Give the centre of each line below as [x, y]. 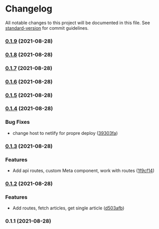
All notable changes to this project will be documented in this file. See [78, 23]
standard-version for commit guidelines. [47, 28]
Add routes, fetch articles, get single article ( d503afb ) [68, 208]
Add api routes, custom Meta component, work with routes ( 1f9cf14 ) [84, 170]
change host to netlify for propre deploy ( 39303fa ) [65, 133]
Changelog [29, 9]
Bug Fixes [18, 122]
